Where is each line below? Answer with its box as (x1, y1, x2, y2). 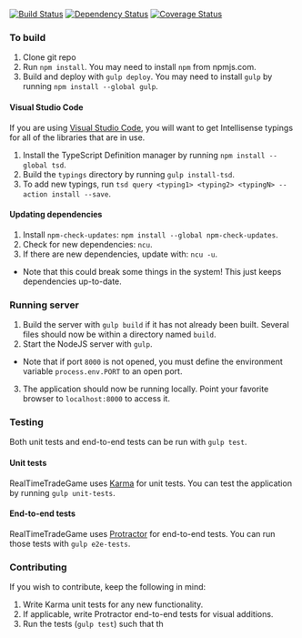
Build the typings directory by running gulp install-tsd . (22, 168, 235, 179)
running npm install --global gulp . (22, 81, 159, 92)
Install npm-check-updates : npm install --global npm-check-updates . (22, 228, 279, 240)
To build (9, 31, 46, 44)
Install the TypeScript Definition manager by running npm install (22, 149, 266, 160)
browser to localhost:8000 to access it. (22, 393, 171, 404)
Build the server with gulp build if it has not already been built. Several (22, 319, 289, 329)
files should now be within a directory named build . (22, 329, 216, 339)
